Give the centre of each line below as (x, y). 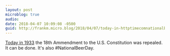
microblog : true (22, 14)
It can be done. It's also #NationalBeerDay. (50, 48)
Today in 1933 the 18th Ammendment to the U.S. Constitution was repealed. (84, 42)
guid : (11, 28)
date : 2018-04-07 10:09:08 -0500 (40, 24)
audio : (12, 19)
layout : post (19, 10)
